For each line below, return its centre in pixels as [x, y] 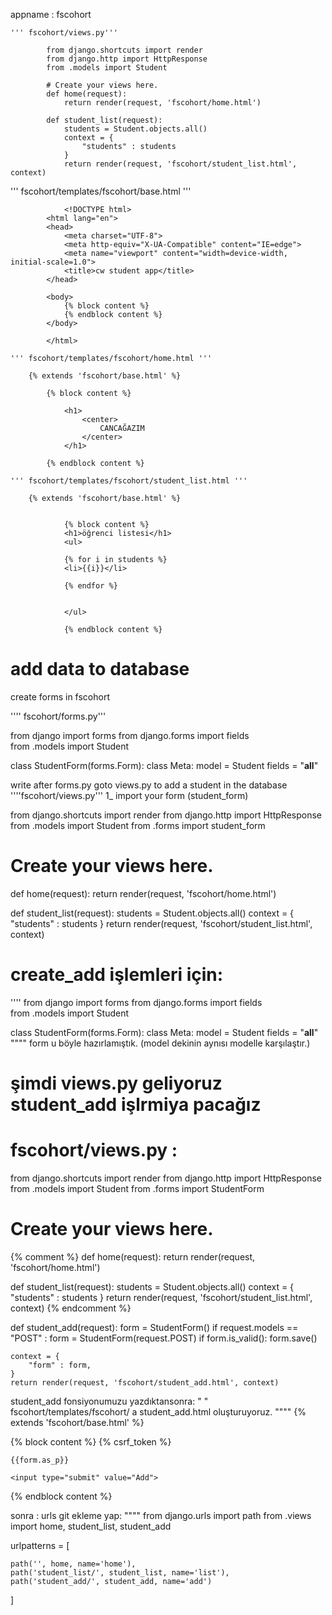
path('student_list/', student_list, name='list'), [120, 1572]
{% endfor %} [90, 586]
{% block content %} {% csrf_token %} [91, 1441]
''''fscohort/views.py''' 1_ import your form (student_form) [129, 795]
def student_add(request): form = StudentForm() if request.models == [154, 1327]
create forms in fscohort [60, 696]
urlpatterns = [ [40, 1545]
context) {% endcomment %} [71, 1308]
